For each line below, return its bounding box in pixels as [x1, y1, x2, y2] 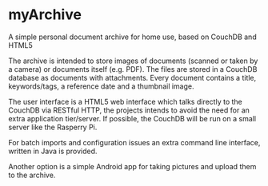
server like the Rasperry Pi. [8, 122, 98, 132]
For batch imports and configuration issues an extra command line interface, [8, 137, 261, 147]
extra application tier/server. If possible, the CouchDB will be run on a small [8, 113, 257, 123]
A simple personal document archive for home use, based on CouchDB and [8, 32, 258, 42]
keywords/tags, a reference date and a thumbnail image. [8, 81, 194, 91]
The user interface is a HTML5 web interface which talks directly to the [8, 97, 242, 106]
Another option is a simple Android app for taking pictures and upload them [8, 161, 257, 171]
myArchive [8, 6, 82, 24]
